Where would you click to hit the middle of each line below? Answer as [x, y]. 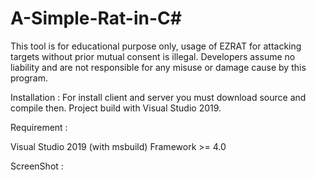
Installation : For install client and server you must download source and [158, 97]
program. [29, 78]
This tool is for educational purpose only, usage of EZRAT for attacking [156, 46]
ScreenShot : [37, 166]
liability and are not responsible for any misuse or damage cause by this [158, 67]
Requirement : [39, 127]
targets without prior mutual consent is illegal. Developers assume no [153, 56]
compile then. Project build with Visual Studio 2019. [116, 108]
